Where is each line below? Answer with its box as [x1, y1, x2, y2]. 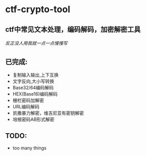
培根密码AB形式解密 [12, 116, 55, 122]
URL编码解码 [12, 104, 40, 110]
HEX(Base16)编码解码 [12, 91, 58, 97]
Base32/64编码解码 [12, 85, 54, 91]
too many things [12, 145, 47, 151]
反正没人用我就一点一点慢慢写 [5, 40, 67, 46]
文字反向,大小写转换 [12, 78, 54, 84]
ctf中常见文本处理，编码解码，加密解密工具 [5, 25, 141, 34]
